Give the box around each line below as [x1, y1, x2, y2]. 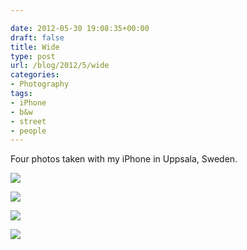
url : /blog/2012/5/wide [10, 61, 110, 71]
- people [10, 126, 47, 136]
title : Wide [10, 42, 60, 52]
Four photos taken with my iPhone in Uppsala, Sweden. [10, 153, 238, 165]
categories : [10, 70, 60, 80]
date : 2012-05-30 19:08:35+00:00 [10, 23, 150, 33]
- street [10, 116, 47, 126]
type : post [10, 51, 56, 61]
